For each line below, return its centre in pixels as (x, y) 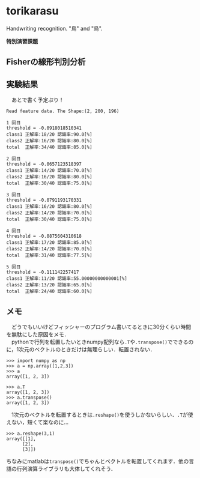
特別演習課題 (22, 41)
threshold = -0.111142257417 (43, 272)
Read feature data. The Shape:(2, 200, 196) (63, 111)
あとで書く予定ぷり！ (38, 100)
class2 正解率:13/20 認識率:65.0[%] (49, 285)
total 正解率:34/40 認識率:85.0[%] (49, 147)
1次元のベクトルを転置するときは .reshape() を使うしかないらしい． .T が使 (102, 414)
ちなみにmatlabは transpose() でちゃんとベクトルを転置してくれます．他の (98, 461)
